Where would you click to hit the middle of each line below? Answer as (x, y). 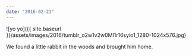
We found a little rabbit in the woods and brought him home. (80, 46)
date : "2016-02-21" (30, 12)
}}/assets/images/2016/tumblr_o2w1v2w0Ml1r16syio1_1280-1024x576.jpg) (96, 35)
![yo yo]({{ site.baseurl (34, 29)
